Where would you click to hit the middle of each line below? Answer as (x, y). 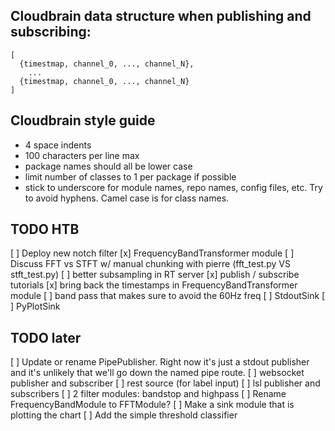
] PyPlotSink (35, 306)
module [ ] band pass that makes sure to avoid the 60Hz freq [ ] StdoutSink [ (168, 296)
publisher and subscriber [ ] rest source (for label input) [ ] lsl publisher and (165, 383)
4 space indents (58, 145)
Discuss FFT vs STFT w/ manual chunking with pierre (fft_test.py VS (150, 264)
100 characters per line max (82, 155)
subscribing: (51, 32)
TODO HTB (45, 229)
